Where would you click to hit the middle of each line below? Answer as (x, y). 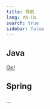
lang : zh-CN (21, 17)
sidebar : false (25, 29)
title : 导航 (20, 12)
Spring (19, 86)
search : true (23, 23)
